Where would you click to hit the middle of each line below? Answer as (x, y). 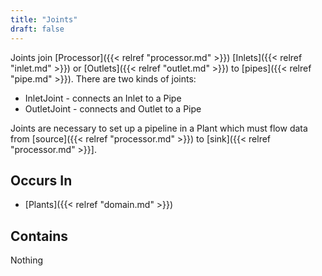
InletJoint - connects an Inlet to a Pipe (103, 98)
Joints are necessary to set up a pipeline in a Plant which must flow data (159, 128)
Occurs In (41, 180)
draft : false (37, 29)
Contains (39, 236)
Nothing (27, 260)
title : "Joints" (44, 19)
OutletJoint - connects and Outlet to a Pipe (113, 108)
